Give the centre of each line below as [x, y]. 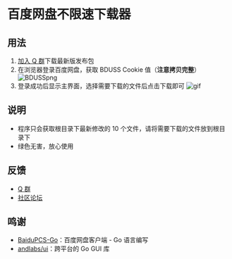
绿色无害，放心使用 [45, 146]
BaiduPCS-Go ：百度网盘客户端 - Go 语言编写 [83, 240]
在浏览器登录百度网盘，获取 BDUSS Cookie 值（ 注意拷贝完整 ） [109, 70]
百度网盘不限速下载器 [69, 14]
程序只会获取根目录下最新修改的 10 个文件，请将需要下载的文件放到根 [118, 128]
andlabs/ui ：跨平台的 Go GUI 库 [63, 249]
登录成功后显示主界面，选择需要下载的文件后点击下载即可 [101, 86]
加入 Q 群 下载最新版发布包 [56, 61]
